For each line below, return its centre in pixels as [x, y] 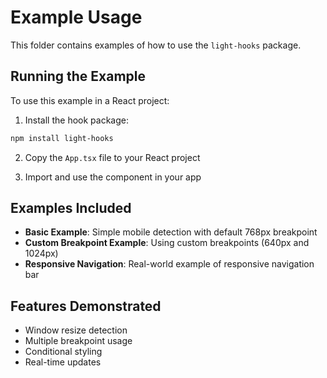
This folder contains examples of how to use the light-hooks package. [156, 45]
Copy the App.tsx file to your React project [112, 157]
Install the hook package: [76, 120]
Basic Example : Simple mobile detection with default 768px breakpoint [171, 232]
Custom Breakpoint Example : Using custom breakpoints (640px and [167, 243]
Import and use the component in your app [113, 177]
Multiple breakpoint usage [78, 341]
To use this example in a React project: [90, 100]
